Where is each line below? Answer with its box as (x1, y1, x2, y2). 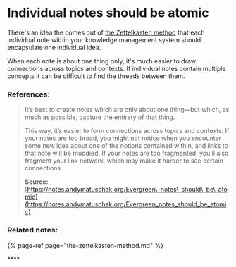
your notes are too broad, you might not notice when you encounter (24, 134, 222, 142)
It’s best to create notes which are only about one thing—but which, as (24, 106, 230, 114)
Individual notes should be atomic (7, 5, 209, 21)
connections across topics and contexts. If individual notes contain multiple (7, 64, 226, 73)
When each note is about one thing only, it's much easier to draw (7, 56, 197, 65)
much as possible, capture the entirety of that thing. (24, 113, 175, 121)
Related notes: (7, 225, 58, 235)
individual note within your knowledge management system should (7, 35, 201, 44)
